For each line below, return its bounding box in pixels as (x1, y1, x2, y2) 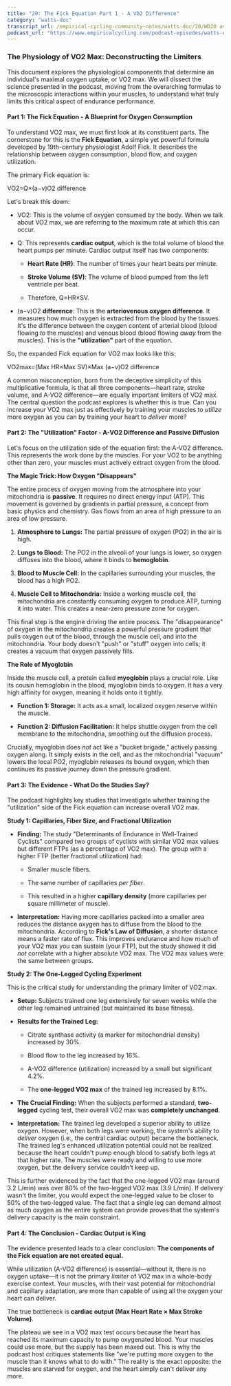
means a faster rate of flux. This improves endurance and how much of (16, 935, 219, 943)
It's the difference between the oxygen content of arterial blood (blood (16, 321, 217, 329)
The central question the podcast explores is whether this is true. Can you (7, 397, 217, 406)
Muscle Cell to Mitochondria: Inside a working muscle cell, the (16, 590, 196, 598)
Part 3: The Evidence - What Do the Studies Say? (7, 780, 150, 789)
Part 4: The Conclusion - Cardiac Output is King (7, 1229, 146, 1237)
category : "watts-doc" (7, 17, 72, 23)
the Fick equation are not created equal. (7, 1252, 124, 1260)
